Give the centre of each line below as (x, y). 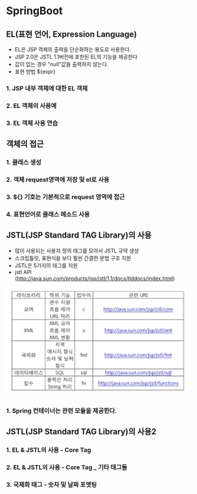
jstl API (23, 272)
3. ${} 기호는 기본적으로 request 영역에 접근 (65, 197)
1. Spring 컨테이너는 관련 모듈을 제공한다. (62, 411)
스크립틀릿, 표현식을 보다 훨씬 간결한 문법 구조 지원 (73, 258)
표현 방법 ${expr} (35, 71)
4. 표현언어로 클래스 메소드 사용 (48, 214)
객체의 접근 (25, 144)
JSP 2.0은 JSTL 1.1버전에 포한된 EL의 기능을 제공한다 (76, 57)
